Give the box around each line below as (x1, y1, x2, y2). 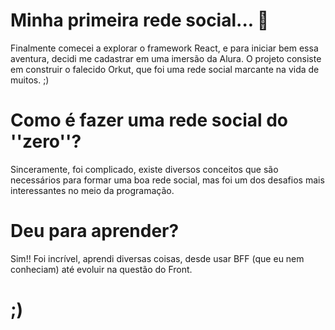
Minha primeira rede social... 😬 (10, 9, 270, 32)
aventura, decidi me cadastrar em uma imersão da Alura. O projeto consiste (10, 52, 322, 64)
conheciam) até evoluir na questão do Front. (10, 263, 193, 275)
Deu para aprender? (10, 220, 180, 243)
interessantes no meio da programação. (10, 184, 175, 196)
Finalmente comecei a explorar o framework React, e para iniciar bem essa (10, 42, 319, 54)
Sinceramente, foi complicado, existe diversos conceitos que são (10, 163, 279, 175)
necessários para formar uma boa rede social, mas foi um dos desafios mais (10, 174, 325, 186)
